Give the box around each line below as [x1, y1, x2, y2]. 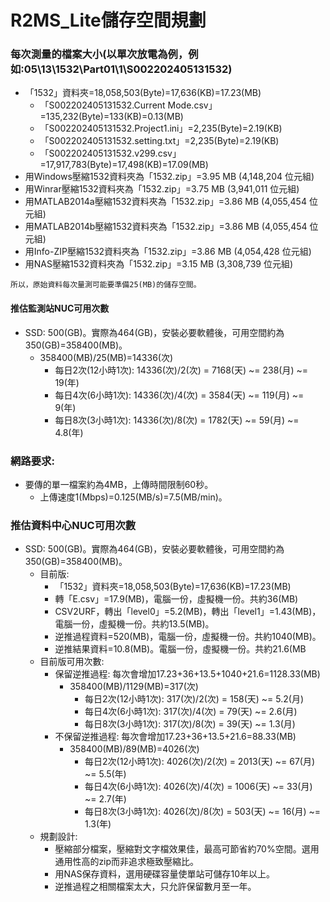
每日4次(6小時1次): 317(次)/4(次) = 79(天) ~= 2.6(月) [84, 706, 298, 718]
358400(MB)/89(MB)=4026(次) [69, 743, 200, 755]
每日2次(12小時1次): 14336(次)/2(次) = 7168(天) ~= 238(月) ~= [54, 364, 308, 376]
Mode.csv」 [167, 99, 218, 111]
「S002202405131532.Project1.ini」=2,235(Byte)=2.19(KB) [39, 122, 283, 135]
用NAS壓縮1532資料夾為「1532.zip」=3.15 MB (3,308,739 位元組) [24, 258, 294, 270]
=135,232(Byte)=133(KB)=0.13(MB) [39, 111, 184, 123]
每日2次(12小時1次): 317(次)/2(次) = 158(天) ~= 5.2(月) [84, 693, 305, 705]
